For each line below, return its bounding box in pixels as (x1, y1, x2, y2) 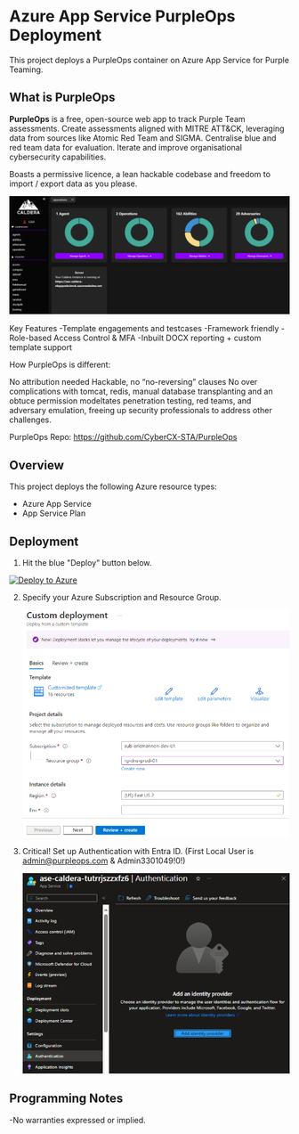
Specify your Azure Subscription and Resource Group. (21, 592, 222, 602)
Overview (9, 457, 65, 473)
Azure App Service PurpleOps (9, 6, 236, 27)
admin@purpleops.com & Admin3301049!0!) (21, 855, 186, 866)
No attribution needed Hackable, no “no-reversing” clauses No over (9, 377, 258, 388)
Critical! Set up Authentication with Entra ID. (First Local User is (21, 846, 255, 857)
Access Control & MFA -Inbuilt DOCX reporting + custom (53, 332, 262, 344)
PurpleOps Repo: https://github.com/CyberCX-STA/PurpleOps (9, 432, 238, 443)
